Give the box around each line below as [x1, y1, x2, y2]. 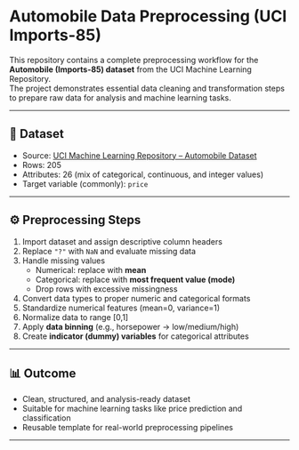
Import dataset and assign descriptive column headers [21, 236, 222, 246]
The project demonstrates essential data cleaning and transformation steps [9, 83, 285, 93]
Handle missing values [21, 255, 105, 266]
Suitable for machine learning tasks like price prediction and [21, 403, 243, 414]
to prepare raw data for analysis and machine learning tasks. [9, 92, 231, 103]
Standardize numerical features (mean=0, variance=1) [21, 302, 221, 313]
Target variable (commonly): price [21, 178, 149, 189]
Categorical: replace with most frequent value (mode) [35, 274, 236, 285]
